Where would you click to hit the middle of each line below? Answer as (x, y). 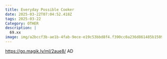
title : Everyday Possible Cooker (40, 10)
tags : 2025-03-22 (23, 19)
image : (12, 37)
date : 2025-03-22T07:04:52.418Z (39, 14)
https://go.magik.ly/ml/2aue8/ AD (39, 51)
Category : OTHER (22, 23)
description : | (21, 28)
